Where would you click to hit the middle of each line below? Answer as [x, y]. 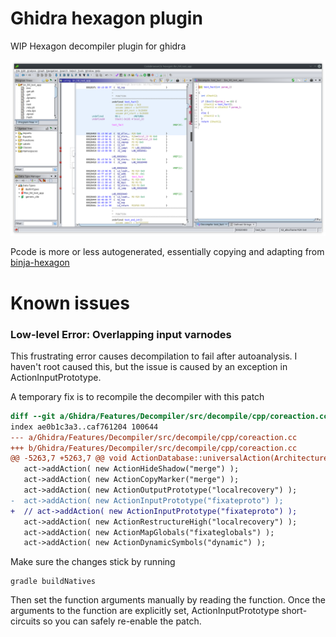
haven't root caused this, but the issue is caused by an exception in [149, 366]
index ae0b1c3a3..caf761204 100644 [84, 427]
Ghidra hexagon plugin [106, 18]
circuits [25, 621]
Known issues [70, 303]
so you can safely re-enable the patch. [122, 621]
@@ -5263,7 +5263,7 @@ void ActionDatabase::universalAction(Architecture [169, 458]
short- [294, 611]
